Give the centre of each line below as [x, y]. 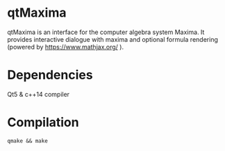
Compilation [43, 122]
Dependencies [50, 75]
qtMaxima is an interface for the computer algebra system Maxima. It [106, 32]
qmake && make [28, 141]
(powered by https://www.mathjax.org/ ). [65, 47]
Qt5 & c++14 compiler [39, 94]
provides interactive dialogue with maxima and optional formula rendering [113, 39]
